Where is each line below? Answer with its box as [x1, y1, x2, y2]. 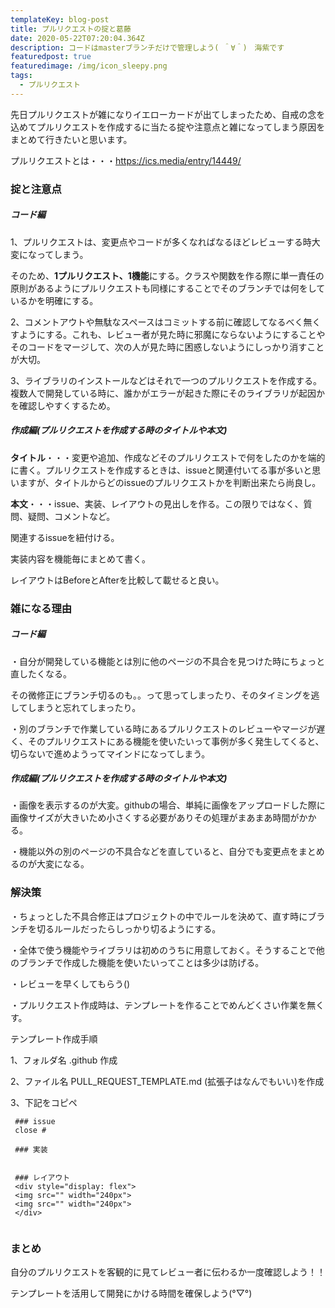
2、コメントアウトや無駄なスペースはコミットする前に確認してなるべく [10, 316, 304, 328]
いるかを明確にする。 [10, 294, 99, 306]
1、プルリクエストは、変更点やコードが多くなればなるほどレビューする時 [10, 236, 312, 248]
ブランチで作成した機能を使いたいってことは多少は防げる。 [18, 956, 265, 968]
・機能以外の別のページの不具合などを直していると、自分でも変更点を [10, 846, 299, 858]
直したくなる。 [10, 667, 72, 680]
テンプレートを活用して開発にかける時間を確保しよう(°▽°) [10, 1287, 253, 1300]
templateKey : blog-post [10, 14, 110, 25]
